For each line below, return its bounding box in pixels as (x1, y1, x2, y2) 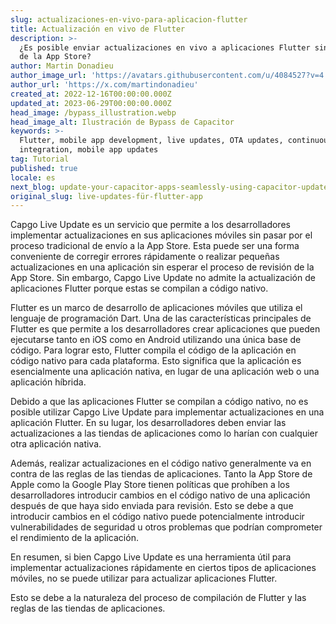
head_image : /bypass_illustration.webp (10, 107, 177, 118)
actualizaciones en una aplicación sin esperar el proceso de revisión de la (10, 261, 315, 273)
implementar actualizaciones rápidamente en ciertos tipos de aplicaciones (10, 562, 317, 574)
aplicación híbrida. (10, 376, 87, 388)
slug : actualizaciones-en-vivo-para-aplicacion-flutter (10, 14, 248, 25)
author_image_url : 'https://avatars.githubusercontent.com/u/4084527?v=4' (10, 71, 329, 81)
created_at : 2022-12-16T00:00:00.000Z (10, 89, 172, 99)
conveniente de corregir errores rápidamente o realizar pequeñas (10, 251, 280, 263)
